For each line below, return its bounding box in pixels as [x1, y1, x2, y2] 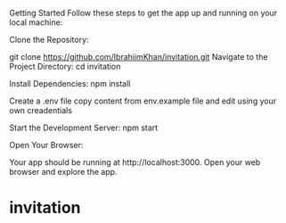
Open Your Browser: [9, 140, 84, 150]
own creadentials [9, 105, 73, 115]
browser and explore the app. [9, 167, 118, 177]
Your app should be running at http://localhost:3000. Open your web [9, 157, 261, 168]
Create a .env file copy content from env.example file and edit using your [9, 95, 277, 106]
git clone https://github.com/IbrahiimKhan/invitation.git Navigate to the [9, 52, 268, 62]
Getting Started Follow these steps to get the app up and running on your [9, 8, 278, 18]
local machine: [9, 17, 63, 28]
